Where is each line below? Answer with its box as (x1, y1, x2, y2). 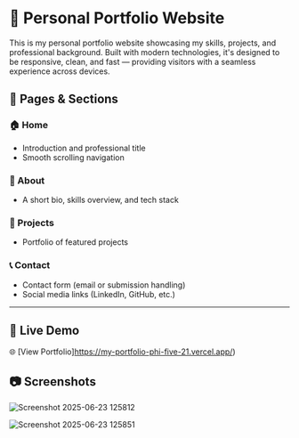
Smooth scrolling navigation (21, 151, 125, 163)
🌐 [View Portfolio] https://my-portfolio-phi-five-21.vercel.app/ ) (9, 346, 236, 357)
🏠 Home (9, 119, 49, 132)
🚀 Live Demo (9, 322, 80, 337)
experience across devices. (9, 66, 110, 77)
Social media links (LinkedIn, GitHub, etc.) (21, 288, 176, 299)
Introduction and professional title (21, 142, 146, 153)
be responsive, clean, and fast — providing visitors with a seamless (9, 56, 256, 67)
